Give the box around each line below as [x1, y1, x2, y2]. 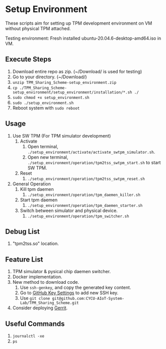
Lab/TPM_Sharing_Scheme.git [20, 300, 79, 306]
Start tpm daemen [20, 197, 58, 203]
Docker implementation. [12, 274, 62, 280]
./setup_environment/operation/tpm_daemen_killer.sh [27, 192, 141, 197]
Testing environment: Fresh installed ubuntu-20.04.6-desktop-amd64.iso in [5, 35, 161, 41]
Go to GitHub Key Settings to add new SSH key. [20, 290, 119, 296]
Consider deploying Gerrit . [12, 305, 68, 311]
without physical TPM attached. [5, 25, 71, 31]
